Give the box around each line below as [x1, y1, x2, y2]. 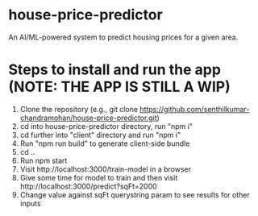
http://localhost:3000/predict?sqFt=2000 [19, 181, 157, 191]
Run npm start [19, 156, 68, 165]
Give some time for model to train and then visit [19, 172, 178, 182]
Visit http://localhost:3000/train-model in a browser [19, 164, 192, 174]
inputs [19, 198, 42, 208]
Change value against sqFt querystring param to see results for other [19, 189, 250, 199]
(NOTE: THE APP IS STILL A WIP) [8, 78, 231, 96]
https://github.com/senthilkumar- [139, 104, 250, 114]
